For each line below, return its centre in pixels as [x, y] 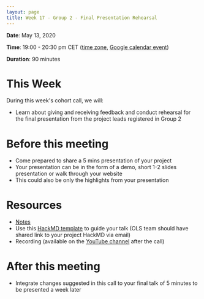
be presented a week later [48, 290]
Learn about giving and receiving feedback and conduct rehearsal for [103, 112]
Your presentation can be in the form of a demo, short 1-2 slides [96, 167]
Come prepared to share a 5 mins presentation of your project [93, 161]
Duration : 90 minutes [33, 59]
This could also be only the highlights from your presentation [92, 180]
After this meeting [53, 266]
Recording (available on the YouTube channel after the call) [90, 241]
